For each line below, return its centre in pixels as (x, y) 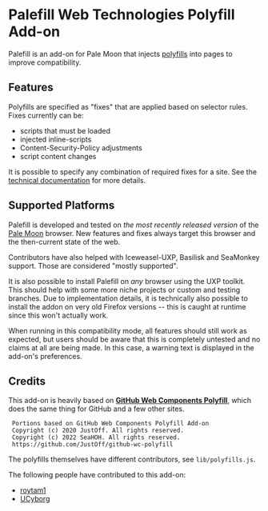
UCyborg (35, 499)
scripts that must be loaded (65, 130)
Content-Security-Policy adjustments (81, 148)
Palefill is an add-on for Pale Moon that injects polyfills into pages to (121, 54)
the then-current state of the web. (64, 242)
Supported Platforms (62, 206)
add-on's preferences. (45, 356)
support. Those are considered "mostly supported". (93, 265)
